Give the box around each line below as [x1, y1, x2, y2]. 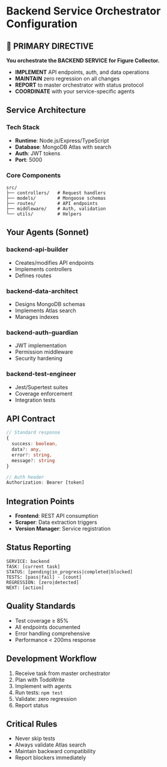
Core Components [6, 171, 61, 179]
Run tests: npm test [14, 689, 63, 696]
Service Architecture [6, 105, 86, 116]
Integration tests [14, 396, 56, 404]
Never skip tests [14, 735, 55, 742]
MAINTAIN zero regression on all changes [14, 75, 120, 82]
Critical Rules [6, 719, 58, 729]
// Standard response [6, 430, 61, 436]
